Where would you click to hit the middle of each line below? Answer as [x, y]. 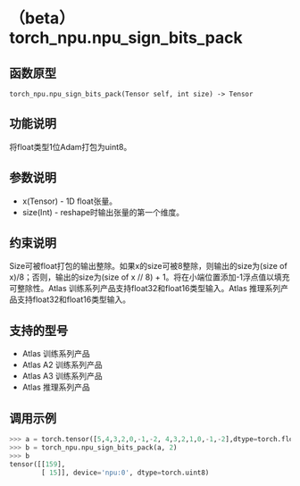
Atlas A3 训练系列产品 [62, 376]
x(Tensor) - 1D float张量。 [70, 201]
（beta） [42, 18]
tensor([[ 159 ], [37, 464]
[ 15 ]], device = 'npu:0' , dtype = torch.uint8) [125, 473]
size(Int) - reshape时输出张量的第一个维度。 [103, 212]
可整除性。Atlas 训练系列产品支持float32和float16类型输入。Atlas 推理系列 [145, 289]
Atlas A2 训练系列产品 [62, 365]
